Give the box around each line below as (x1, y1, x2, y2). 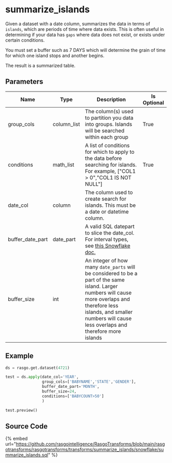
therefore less (84, 302, 119, 309)
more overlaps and (84, 295, 131, 302)
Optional (142, 99, 164, 106)
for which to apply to (84, 148, 135, 155)
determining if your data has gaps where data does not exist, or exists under (5, 31, 165, 38)
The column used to (84, 189, 133, 196)
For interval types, (84, 236, 129, 243)
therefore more (84, 328, 121, 335)
